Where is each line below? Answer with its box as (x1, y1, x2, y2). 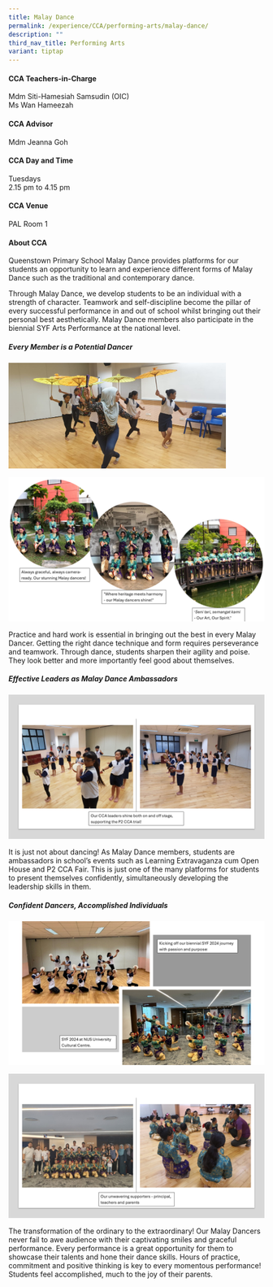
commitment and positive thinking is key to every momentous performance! (8, 1260, 262, 1270)
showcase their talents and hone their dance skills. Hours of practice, (8, 1252, 240, 1262)
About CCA (8, 237, 47, 247)
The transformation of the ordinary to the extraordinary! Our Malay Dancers (8, 1226, 262, 1236)
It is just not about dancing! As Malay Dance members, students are (8, 846, 236, 857)
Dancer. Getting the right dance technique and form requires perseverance (8, 638, 259, 648)
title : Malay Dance (8, 13, 75, 21)
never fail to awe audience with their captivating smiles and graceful (8, 1234, 237, 1244)
